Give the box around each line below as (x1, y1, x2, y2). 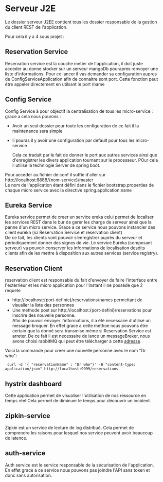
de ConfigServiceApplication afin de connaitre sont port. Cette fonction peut (5, 76, 158, 82)
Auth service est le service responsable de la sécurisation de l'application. (5, 462, 154, 468)
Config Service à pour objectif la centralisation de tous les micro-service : (5, 108, 153, 114)
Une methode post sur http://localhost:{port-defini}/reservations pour (12, 307, 152, 313)
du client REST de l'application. (5, 24, 68, 30)
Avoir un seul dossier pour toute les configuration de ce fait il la (12, 122, 139, 129)
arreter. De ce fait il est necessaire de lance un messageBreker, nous (12, 333, 150, 339)
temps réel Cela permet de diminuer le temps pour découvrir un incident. (5, 398, 151, 403)
